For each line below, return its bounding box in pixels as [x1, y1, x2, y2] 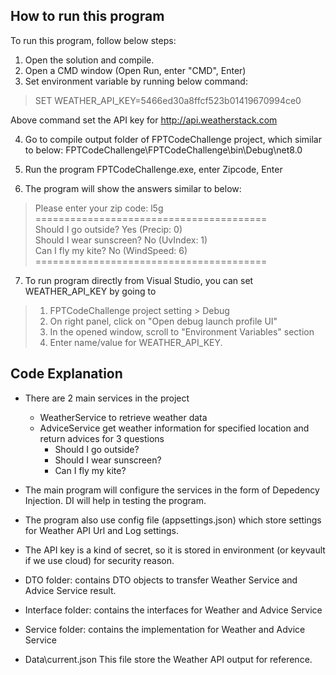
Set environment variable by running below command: [24, 75, 248, 87]
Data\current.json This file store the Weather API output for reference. [24, 653, 313, 665]
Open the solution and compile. [24, 54, 155, 66]
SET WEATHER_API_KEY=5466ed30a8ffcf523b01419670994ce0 [34, 94, 302, 106]
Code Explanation [10, 365, 123, 383]
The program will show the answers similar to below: [24, 182, 242, 194]
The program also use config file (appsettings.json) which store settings [24, 514, 322, 526]
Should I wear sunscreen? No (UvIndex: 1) [34, 234, 208, 246]
